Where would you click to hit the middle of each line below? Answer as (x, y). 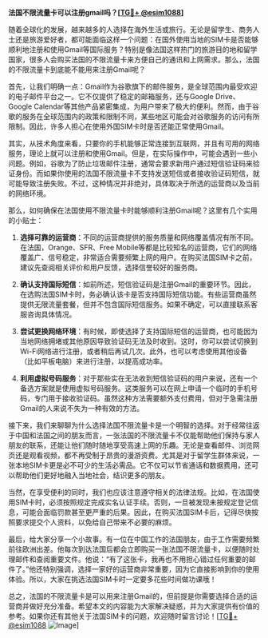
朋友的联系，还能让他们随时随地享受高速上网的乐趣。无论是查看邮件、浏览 (130, 445)
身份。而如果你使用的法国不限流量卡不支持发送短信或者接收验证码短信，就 (137, 173)
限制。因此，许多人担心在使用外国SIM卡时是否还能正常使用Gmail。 (118, 126)
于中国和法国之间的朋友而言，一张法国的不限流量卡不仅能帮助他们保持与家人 (134, 435)
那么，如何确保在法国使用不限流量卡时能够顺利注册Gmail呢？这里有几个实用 (133, 210)
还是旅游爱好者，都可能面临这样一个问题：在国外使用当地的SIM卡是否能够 (137, 40)
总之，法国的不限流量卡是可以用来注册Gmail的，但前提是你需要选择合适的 (130, 596)
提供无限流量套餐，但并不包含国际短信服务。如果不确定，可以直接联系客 (138, 304)
